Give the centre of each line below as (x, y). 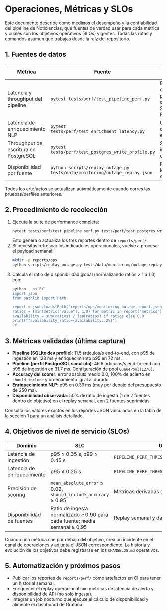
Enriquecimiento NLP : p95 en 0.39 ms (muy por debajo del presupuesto (86, 385)
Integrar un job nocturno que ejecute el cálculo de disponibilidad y (80, 599)
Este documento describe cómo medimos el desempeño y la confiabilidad (81, 23)
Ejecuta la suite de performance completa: (56, 222)
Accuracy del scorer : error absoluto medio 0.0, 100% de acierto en (81, 374)
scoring (17, 494)
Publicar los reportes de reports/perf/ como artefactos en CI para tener (86, 578)
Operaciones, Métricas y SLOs (69, 9)
